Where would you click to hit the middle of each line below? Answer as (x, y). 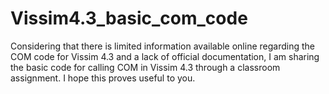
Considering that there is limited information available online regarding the (162, 46)
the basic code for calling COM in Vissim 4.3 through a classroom (145, 67)
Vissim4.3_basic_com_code (129, 18)
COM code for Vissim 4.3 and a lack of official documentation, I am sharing (165, 56)
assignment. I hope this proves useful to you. (103, 78)
